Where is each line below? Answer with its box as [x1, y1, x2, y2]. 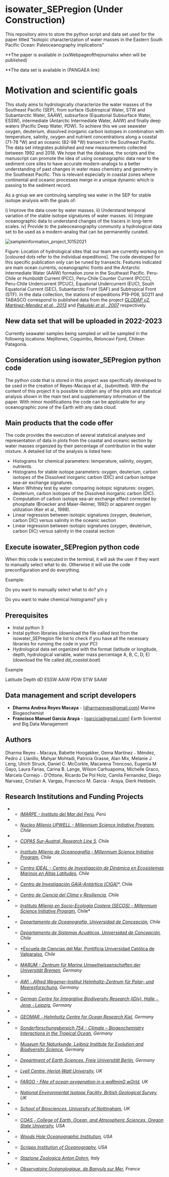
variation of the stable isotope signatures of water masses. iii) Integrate [5, 212, 153, 218]
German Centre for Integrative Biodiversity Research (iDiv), [20, 996, 143, 1002]
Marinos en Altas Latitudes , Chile [20, 870, 90, 877]
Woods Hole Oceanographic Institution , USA [20, 1133, 113, 1140]
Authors [5, 736, 32, 744]
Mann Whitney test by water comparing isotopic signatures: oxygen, [12, 485, 155, 491]
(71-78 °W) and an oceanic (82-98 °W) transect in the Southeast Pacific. [5, 139, 156, 145]
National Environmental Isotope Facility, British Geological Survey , [20, 1089, 158, 1095]
